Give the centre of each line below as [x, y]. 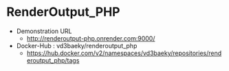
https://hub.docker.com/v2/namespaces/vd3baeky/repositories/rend [124, 53]
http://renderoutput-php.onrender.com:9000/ [91, 38]
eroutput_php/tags [53, 60]
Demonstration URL [44, 31]
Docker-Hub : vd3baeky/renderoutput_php [77, 45]
